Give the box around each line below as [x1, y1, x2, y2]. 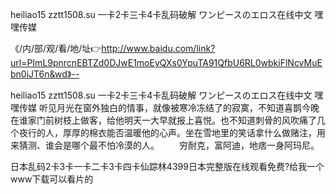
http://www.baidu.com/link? [101, 43, 216, 54]
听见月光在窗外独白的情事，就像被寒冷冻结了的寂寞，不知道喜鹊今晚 [38, 102, 320, 113]
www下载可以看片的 [10, 173, 94, 185]
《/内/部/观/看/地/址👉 [10, 43, 102, 54]
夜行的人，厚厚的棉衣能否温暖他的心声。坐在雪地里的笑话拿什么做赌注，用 [18, 127, 326, 138]
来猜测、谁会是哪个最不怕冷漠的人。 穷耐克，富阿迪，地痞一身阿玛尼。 [10, 139, 320, 151]
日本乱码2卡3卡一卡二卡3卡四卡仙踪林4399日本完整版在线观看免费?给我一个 [10, 161, 325, 172]
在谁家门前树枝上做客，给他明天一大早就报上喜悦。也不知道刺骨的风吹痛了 [10, 114, 317, 126]
